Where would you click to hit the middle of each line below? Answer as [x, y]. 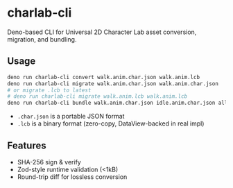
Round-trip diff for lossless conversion [72, 177]
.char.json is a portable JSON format [71, 117]
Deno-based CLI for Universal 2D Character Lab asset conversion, [102, 32]
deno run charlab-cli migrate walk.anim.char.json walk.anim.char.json [113, 84]
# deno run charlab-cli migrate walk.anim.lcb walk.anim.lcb [97, 96]
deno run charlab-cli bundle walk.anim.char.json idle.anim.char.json [111, 103]
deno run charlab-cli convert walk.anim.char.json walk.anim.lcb [103, 77]
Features [27, 145]
